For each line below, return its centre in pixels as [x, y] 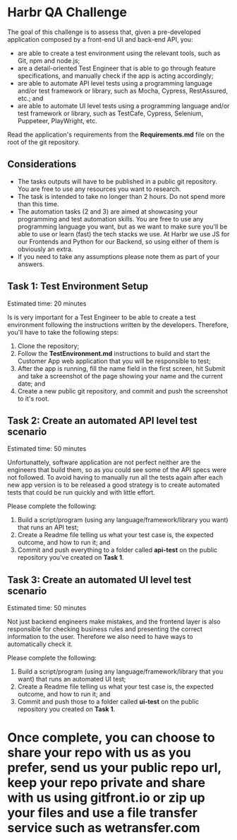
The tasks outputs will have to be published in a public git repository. [117, 181]
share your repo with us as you [99, 753]
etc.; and [30, 98]
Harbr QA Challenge [67, 12]
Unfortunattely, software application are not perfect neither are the [104, 462]
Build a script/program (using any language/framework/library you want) [123, 520]
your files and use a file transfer [102, 813]
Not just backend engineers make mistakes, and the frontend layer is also [114, 622]
